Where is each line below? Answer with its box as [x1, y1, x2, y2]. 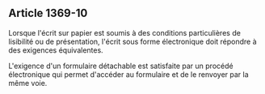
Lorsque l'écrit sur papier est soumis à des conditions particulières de [8, 28, 241, 37]
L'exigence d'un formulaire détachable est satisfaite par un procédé [8, 61, 233, 70]
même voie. [8, 78, 48, 88]
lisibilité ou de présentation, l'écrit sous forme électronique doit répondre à [8, 36, 257, 46]
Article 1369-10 [8, 6, 88, 20]
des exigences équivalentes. [8, 45, 103, 55]
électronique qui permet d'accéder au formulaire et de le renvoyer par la [8, 69, 249, 79]
